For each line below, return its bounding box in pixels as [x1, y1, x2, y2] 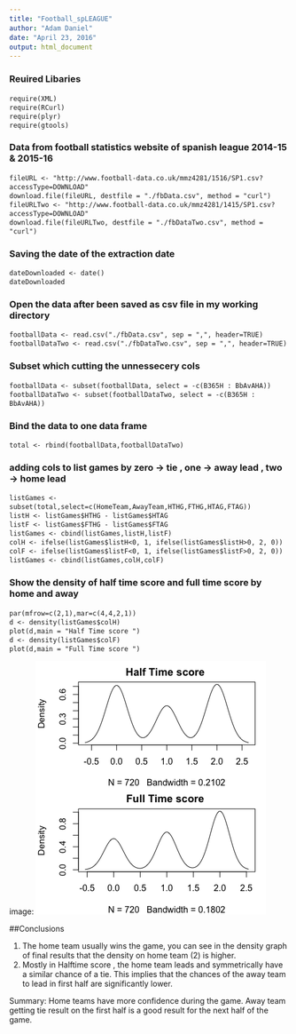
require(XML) [9, 94, 58, 103]
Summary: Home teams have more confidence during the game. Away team [9, 995, 286, 1006]
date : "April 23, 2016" [9, 33, 97, 42]
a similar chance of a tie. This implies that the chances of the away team [21, 968, 286, 979]
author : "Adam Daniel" [9, 23, 93, 33]
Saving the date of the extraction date [9, 247, 175, 259]
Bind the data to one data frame [9, 419, 148, 432]
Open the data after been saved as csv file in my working [9, 298, 259, 311]
